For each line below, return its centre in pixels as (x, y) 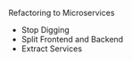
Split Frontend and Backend (72, 39)
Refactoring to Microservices (62, 13)
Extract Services (51, 49)
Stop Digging (45, 30)
